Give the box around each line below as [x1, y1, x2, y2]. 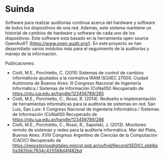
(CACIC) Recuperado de [12, 137, 61, 143]
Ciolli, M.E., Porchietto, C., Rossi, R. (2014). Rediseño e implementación [12, 95, 156, 101]
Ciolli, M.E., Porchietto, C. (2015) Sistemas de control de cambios [12, 69, 144, 75]
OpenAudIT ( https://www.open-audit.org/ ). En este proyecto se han [5, 40, 142, 46]
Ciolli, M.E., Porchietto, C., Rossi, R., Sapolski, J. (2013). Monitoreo [12, 121, 146, 128]
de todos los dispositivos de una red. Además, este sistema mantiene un [5, 24, 152, 30]
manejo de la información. [5, 50, 58, 57]
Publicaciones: [5, 60, 35, 66]
